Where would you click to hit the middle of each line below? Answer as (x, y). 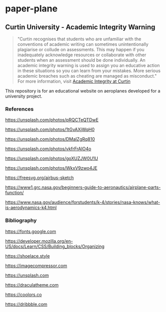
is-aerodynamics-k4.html (31, 208)
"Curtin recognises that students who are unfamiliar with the (79, 39)
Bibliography (21, 220)
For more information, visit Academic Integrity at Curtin (74, 81)
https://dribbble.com (26, 304)
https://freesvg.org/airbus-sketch (39, 178)
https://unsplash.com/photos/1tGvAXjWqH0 (50, 129)
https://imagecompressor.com (36, 265)
